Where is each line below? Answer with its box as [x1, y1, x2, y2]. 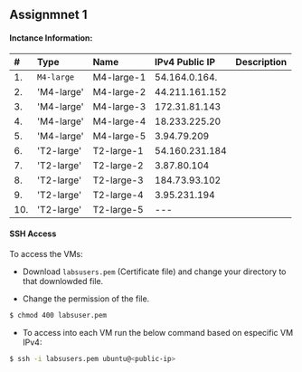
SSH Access [9, 228, 57, 239]
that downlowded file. [22, 275, 104, 286]
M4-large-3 [92, 100, 146, 112]
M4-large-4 [92, 115, 146, 128]
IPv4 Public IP [155, 55, 215, 68]
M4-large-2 [92, 85, 146, 98]
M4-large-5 [92, 129, 146, 142]
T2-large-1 [92, 144, 144, 157]
